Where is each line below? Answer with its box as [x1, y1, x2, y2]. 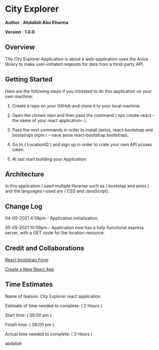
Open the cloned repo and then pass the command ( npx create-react [12, 112, 152, 118]
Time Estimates [5, 280, 53, 289]
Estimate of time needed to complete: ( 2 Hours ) [5, 303, 103, 309]
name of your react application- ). [19, 117, 87, 123]
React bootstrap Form [5, 257, 48, 262]
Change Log [5, 202, 43, 210]
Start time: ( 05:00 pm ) [5, 312, 52, 318]
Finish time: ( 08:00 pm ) [5, 321, 54, 327]
